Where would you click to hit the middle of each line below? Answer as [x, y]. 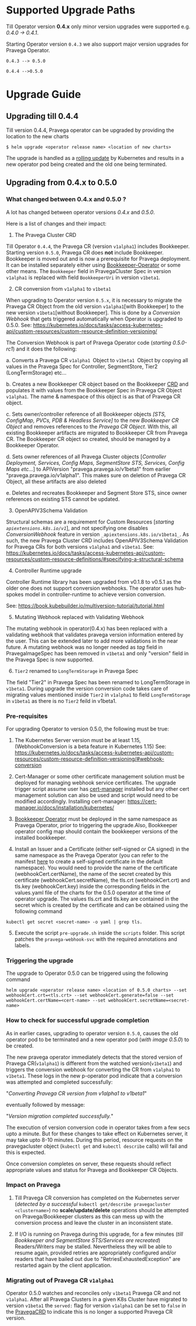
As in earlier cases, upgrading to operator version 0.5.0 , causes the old [92, 1033]
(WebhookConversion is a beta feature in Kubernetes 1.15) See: [90, 746]
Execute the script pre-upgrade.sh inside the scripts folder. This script [100, 933]
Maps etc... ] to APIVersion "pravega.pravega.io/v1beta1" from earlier [88, 469]
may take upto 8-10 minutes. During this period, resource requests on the [94, 1140]
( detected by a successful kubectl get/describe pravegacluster [92, 1204]
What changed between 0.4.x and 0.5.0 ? [66, 199]
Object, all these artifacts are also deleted [56, 481]
